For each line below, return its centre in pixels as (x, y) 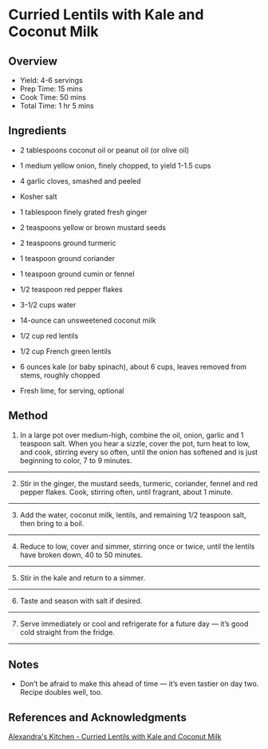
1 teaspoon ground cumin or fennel (77, 274)
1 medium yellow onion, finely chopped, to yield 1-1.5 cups (115, 165)
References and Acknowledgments (98, 717)
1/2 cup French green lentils (65, 351)
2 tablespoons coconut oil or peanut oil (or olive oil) (104, 150)
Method (28, 416)
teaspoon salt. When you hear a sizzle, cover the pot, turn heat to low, (135, 443)
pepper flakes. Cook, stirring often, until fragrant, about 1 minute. (126, 492)
